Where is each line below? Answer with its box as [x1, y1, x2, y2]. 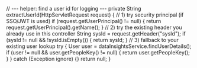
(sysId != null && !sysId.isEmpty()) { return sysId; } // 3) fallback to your [6, 37, 179, 43]
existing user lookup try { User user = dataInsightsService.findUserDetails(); [6, 43, 192, 50]
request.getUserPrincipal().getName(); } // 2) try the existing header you [6, 24, 182, 31]
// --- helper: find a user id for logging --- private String [6, 5, 141, 12]
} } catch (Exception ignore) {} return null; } [6, 56, 111, 62]
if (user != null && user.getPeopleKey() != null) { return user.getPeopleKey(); [6, 49, 190, 56]
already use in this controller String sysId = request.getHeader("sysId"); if [6, 30, 186, 37]
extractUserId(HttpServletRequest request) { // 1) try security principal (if [6, 11, 184, 18]
